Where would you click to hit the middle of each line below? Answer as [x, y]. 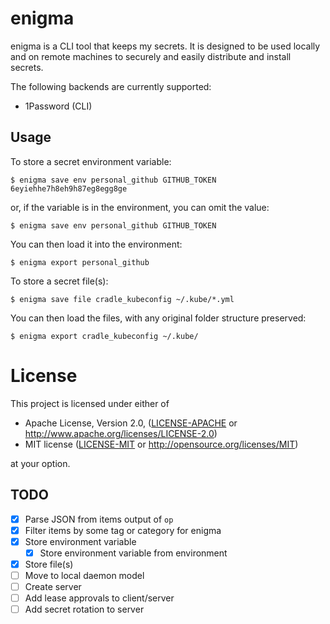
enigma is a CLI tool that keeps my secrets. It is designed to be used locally [165, 46]
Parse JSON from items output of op [99, 519]
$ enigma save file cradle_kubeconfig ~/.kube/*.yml [122, 299]
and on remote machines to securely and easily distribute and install [151, 56]
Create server [53, 586]
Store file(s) [49, 564]
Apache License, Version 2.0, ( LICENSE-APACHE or [131, 423]
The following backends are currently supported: [111, 86]
